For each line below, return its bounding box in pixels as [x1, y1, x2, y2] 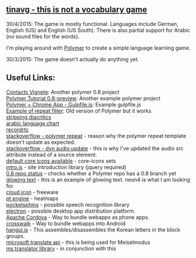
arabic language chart [6, 120, 60, 127]
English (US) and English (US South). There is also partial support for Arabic [6, 27, 190, 34]
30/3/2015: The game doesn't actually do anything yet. [6, 55, 139, 62]
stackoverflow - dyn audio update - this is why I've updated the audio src [6, 144, 184, 152]
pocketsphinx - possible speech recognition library [6, 201, 129, 208]
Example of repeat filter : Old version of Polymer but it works [6, 107, 152, 114]
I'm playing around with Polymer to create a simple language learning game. [6, 44, 191, 51]
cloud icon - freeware [6, 188, 59, 196]
